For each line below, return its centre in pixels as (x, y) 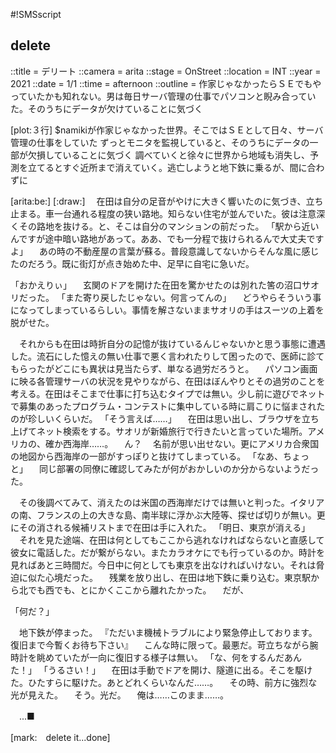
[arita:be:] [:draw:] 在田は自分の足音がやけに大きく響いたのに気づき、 (158, 201)
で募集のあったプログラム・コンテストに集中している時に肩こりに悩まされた (168, 406)
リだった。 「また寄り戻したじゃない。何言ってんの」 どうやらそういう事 (166, 297)
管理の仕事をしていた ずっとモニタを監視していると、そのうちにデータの (160, 142)
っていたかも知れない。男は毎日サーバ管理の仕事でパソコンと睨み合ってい (163, 96)
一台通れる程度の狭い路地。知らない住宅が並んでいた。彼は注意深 (189, 213)
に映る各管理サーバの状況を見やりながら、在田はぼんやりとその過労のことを (168, 381)
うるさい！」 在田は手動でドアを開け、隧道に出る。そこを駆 (176, 670)
